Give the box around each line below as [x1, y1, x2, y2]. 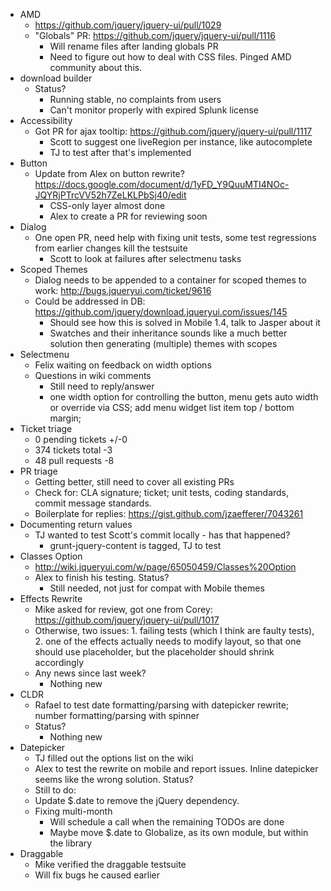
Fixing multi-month [34, 805, 113, 817]
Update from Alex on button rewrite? [34, 168, 185, 179]
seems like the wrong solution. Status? [34, 774, 194, 785]
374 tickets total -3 [34, 444, 113, 456]
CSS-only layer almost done [49, 200, 166, 211]
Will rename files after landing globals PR [49, 40, 219, 52]
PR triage [19, 465, 58, 477]
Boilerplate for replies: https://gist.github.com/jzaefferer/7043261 [34, 508, 304, 519]
